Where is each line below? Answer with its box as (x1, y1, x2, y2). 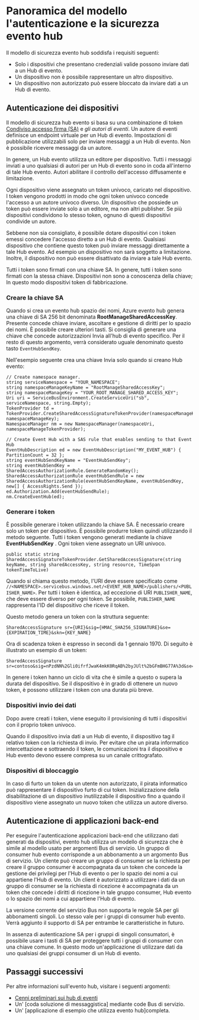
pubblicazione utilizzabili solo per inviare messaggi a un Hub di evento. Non (6, 138, 191, 145)
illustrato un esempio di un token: (6, 647, 88, 654)
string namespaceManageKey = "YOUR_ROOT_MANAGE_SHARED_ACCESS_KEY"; (6, 390, 179, 396)
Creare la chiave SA (6, 293, 64, 301)
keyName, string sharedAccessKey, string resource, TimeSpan (6, 562, 161, 568)
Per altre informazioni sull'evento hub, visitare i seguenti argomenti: (6, 983, 171, 990)
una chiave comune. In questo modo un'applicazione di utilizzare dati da (6, 943, 182, 950)
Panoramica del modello (6, 4, 127, 18)
